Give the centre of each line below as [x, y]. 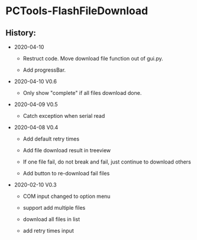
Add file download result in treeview [67, 150]
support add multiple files [54, 208]
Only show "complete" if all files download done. [82, 93]
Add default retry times [51, 139]
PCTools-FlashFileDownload [77, 11]
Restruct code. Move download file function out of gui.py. [93, 58]
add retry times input [49, 231]
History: [21, 33]
